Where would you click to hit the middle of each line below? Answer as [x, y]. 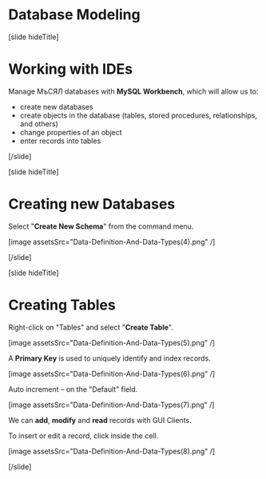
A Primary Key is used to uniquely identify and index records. [110, 358]
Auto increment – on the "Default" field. [73, 389]
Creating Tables [62, 305]
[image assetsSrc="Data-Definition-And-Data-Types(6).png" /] [112, 373]
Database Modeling [75, 15]
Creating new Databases [92, 204]
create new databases [56, 106]
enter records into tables [60, 141]
